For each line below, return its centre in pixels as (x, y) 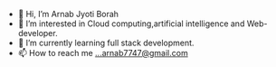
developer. (38, 33)
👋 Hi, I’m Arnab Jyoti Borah (68, 14)
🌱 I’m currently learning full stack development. (106, 43)
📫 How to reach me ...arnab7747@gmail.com (103, 53)
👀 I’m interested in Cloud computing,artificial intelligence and (131, 24)
